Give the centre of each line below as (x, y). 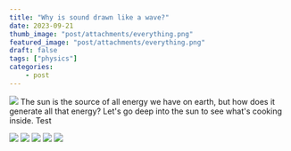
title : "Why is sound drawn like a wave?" (89, 17)
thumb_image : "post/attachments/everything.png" (101, 34)
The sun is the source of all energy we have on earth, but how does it (147, 101)
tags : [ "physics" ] (43, 59)
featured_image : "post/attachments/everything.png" (107, 42)
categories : (31, 68)
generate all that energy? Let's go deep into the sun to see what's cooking (146, 111)
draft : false (33, 51)
